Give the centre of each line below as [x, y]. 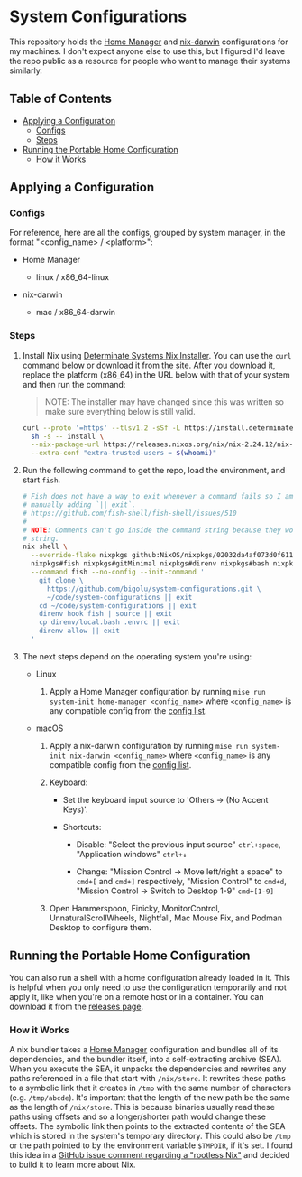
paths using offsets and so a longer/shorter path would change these [137, 1116]
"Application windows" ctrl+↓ [132, 854]
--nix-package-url [65, 444]
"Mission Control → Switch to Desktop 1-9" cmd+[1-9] [175, 891]
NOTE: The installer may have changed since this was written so [164, 402]
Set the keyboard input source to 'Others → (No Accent [165, 799]
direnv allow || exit [79, 631]
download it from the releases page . [77, 1006]
